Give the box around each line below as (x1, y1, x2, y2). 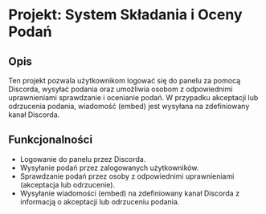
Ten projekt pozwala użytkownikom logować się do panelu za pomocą (8, 76, 241, 85)
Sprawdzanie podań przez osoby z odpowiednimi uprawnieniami (19, 171, 235, 181)
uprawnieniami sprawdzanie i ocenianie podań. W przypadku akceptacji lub (8, 93, 259, 102)
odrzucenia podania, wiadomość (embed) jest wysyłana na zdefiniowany (8, 102, 250, 111)
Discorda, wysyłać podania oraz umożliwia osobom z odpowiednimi (8, 84, 233, 94)
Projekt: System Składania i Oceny (8, 6, 243, 24)
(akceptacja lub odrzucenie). (19, 180, 115, 189)
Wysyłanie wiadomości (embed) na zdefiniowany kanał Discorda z (19, 188, 239, 198)
